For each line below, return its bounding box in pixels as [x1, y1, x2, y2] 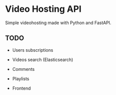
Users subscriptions [12, 47, 53, 53]
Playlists [12, 75, 30, 82]
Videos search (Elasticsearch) [12, 57, 74, 63]
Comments [12, 66, 35, 72]
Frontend [12, 85, 31, 91]
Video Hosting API [5, 3, 81, 15]
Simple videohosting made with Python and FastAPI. [5, 20, 112, 26]
